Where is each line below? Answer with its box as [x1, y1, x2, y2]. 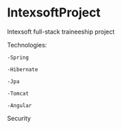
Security [7, 114, 31, 122]
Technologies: [7, 40, 47, 49]
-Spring [7, 54, 29, 61]
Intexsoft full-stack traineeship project [7, 27, 115, 36]
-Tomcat [7, 90, 29, 97]
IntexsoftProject [7, 5, 101, 21]
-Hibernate [7, 66, 38, 73]
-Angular [7, 102, 32, 109]
